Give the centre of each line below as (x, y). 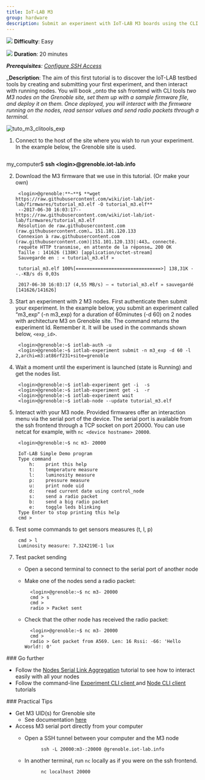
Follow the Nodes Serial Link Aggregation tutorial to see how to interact (105, 670)
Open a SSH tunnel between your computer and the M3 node (102, 738)
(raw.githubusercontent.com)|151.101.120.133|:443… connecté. (96, 242)
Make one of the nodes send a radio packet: (80, 581)
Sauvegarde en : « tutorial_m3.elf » (66, 258)
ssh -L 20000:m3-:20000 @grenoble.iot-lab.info (102, 749)
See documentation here (55, 720)
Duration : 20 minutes (41, 54)
